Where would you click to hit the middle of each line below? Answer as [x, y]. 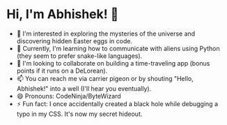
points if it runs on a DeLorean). [62, 71]
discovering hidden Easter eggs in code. [75, 41]
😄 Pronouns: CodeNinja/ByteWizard [69, 96]
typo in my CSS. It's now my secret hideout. [79, 114]
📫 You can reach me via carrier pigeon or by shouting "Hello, [105, 78]
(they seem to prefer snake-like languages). [79, 56]
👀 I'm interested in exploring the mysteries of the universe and [106, 34]
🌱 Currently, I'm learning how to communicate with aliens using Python [118, 48]
